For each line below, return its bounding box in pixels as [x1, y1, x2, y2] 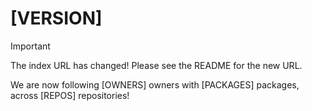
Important [10, 40, 51, 52]
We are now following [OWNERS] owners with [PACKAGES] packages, [10, 78, 300, 91]
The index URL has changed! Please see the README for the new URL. [10, 59, 303, 71]
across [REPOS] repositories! [10, 89, 130, 101]
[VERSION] [10, 7, 103, 30]
